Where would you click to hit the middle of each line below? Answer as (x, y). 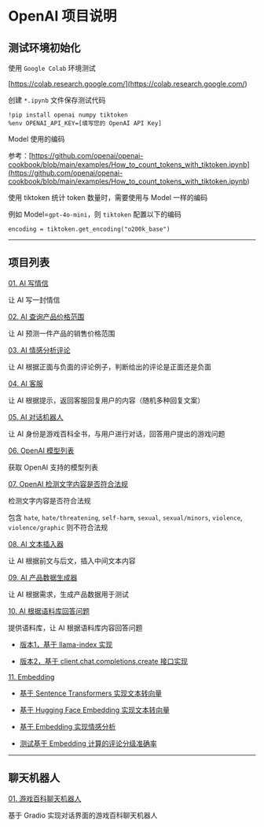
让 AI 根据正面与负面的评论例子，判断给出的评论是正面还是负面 (110, 366)
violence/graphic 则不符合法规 (58, 527)
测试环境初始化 (44, 48)
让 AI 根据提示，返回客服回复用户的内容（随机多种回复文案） (106, 400)
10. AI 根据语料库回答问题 (49, 610)
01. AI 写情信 (28, 283)
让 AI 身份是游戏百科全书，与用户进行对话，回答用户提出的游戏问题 (117, 433)
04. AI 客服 (26, 384)
